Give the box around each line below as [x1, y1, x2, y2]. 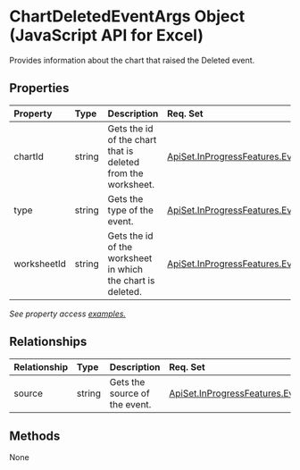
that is [107, 145, 134, 157]
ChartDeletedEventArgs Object [9, 6, 246, 27]
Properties [9, 80, 70, 96]
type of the [107, 204, 154, 216]
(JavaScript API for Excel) [9, 25, 204, 46]
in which [107, 263, 143, 275]
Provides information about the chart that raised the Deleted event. [9, 55, 255, 65]
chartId [13, 150, 45, 163]
